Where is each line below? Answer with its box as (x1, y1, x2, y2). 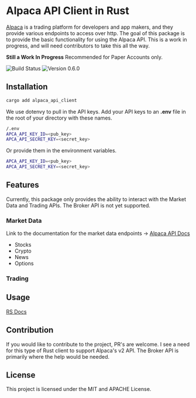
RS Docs (6, 308, 27, 315)
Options (14, 260, 34, 267)
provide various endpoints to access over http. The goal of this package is (6, 29, 185, 36)
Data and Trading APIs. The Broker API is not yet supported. (6, 202, 151, 209)
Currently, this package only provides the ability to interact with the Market (6, 195, 186, 203)
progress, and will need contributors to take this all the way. (6, 42, 150, 49)
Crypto (14, 247, 32, 254)
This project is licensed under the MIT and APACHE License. (6, 386, 152, 393)
